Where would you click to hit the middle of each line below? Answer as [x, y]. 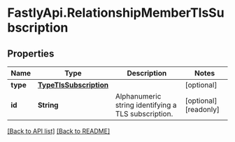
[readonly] [202, 109]
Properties [31, 54]
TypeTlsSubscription [73, 85]
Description [147, 73]
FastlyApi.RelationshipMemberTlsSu [116, 13]
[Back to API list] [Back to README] [59, 131]
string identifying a [146, 105]
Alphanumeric [138, 96]
